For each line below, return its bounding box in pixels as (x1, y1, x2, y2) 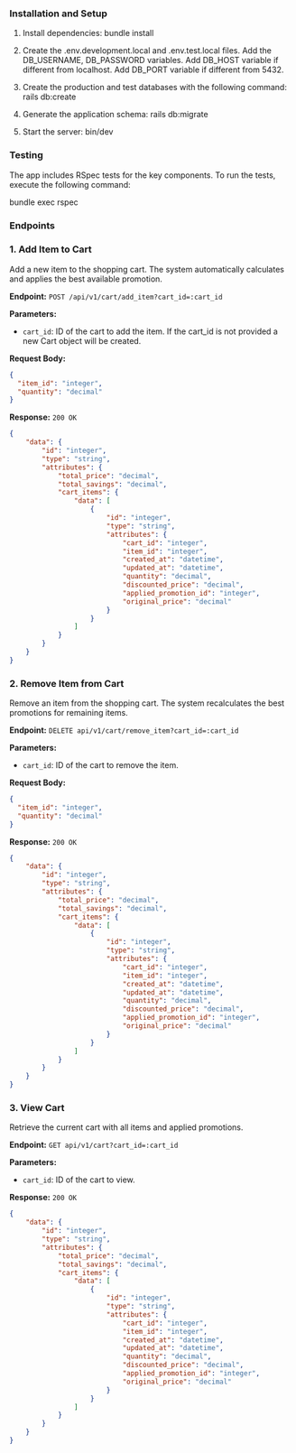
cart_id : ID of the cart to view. (22, 1174, 135, 1185)
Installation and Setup (9, 7, 108, 20)
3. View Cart (9, 1102, 65, 1115)
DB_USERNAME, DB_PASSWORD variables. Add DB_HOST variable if (22, 55, 279, 66)
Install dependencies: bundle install (22, 28, 154, 39)
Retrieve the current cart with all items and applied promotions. (9, 1122, 244, 1133)
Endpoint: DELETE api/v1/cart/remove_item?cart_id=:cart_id (9, 725, 239, 736)
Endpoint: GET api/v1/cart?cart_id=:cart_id (9, 1140, 179, 1151)
